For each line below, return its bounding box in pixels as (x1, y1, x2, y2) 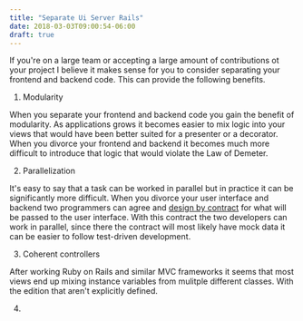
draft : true (9, 30, 54, 39)
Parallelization (22, 165, 75, 177)
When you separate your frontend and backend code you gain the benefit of (9, 110, 295, 121)
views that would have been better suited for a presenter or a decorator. (9, 129, 279, 140)
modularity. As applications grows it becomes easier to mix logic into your (9, 119, 286, 130)
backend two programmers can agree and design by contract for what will (9, 202, 288, 213)
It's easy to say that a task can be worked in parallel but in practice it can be (9, 183, 294, 194)
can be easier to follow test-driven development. (9, 231, 191, 242)
